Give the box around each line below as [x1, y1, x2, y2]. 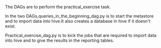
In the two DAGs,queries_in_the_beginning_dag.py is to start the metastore [5, 13, 154, 19]
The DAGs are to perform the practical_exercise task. [5, 4, 111, 10]
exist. [5, 23, 16, 29]
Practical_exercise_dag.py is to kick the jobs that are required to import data [5, 33, 157, 38]
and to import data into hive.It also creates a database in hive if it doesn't [5, 19, 151, 24]
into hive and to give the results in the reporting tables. [5, 38, 114, 43]
